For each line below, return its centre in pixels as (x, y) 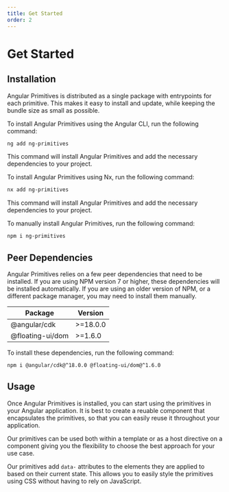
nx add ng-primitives (38, 190)
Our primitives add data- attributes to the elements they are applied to (106, 466)
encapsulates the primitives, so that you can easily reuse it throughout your (113, 418)
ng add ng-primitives (38, 144)
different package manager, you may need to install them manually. (102, 295)
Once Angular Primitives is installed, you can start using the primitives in (109, 403)
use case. (21, 453)
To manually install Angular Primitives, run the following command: (101, 223)
